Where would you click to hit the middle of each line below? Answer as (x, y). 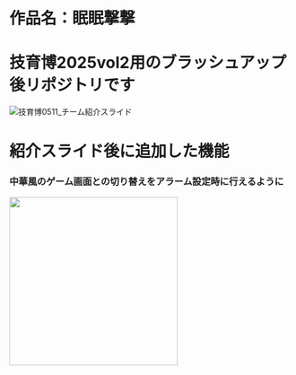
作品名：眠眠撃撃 (73, 18)
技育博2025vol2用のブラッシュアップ (148, 63)
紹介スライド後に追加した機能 (120, 151)
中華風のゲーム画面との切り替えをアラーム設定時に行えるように (147, 182)
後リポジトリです (73, 85)
